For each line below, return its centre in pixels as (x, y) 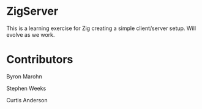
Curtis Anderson (27, 100)
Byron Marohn (24, 76)
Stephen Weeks (26, 88)
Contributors (40, 60)
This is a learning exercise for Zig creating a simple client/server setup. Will (101, 28)
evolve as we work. (31, 34)
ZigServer (32, 11)
